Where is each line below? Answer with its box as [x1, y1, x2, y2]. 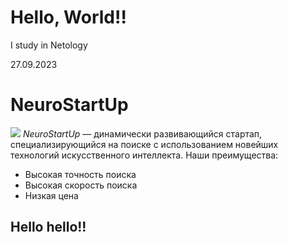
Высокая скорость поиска [24, 179, 138, 191]
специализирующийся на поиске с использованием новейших [10, 138, 279, 150]
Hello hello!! [10, 219, 87, 236]
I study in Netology [10, 39, 88, 51]
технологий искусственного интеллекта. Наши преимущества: [10, 149, 279, 161]
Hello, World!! [10, 6, 127, 29]
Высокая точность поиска [24, 168, 137, 180]
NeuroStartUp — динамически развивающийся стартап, [22, 127, 263, 140]
